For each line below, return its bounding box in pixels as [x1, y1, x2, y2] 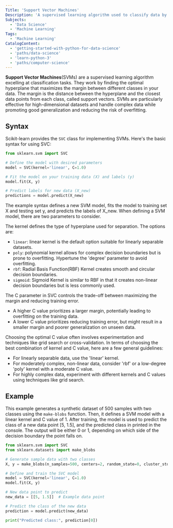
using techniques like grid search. [12, 377, 85, 383]
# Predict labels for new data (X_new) [5, 188, 91, 193]
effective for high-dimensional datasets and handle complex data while [5, 101, 156, 108]
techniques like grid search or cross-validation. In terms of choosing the [5, 340, 159, 346]
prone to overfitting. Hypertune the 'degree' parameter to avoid [12, 255, 147, 261]
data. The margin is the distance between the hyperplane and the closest [5, 90, 161, 97]
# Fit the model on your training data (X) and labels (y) [5, 174, 135, 179]
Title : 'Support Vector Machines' [5, 7, 80, 13]
